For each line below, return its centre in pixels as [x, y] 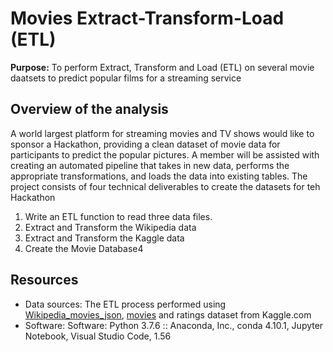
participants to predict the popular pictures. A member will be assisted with [165, 154]
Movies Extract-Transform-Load [147, 18]
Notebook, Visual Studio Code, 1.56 [98, 336]
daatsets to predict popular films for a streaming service [126, 78]
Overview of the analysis [89, 109]
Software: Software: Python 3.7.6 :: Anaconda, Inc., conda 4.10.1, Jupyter [174, 325]
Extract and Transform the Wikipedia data [110, 227]
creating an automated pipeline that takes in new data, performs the [150, 165]
